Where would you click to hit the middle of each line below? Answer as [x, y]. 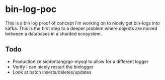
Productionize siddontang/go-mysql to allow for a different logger [80, 61]
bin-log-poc [31, 9]
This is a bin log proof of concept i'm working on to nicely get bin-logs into [82, 23]
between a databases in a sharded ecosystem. [54, 33]
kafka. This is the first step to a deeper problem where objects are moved [81, 28]
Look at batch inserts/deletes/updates [52, 72]
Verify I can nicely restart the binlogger [53, 66]
